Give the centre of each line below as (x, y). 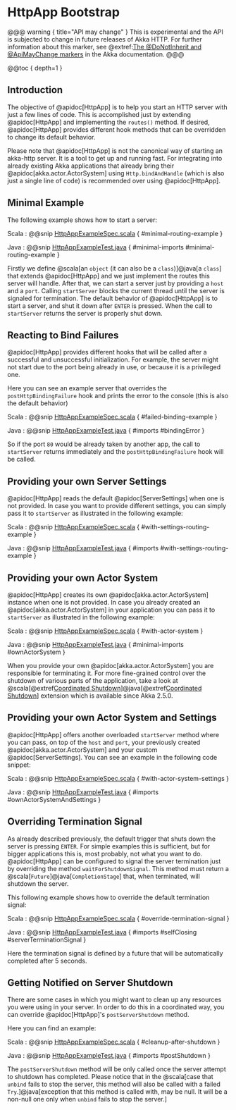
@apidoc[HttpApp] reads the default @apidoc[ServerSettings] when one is (116, 498)
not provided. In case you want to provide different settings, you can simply (117, 506)
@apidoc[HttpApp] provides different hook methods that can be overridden (117, 129)
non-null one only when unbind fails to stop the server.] (87, 1099)
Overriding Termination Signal (75, 822)
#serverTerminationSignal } (47, 939)
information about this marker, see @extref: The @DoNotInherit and (105, 47)
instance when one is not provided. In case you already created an (104, 602)
